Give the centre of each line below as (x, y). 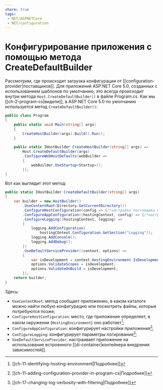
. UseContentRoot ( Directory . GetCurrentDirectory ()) (75, 206)
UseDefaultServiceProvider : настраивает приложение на (70, 339)
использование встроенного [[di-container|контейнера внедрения (81, 344)
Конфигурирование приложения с (78, 47)
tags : (10, 14)
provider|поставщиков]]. (30, 86)
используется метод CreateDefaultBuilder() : (51, 107)
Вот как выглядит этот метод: (36, 183)
